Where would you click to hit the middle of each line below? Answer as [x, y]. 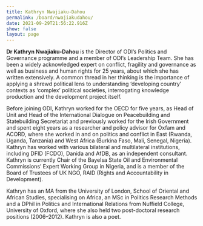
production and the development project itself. [64, 97]
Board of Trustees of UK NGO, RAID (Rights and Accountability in [87, 173]
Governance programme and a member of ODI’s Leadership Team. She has [100, 58]
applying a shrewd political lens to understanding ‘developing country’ [94, 84]
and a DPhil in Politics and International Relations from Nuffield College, [95, 204]
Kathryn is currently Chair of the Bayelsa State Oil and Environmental [92, 160]
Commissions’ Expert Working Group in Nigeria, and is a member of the [95, 167]
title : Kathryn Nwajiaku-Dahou [46, 12]
